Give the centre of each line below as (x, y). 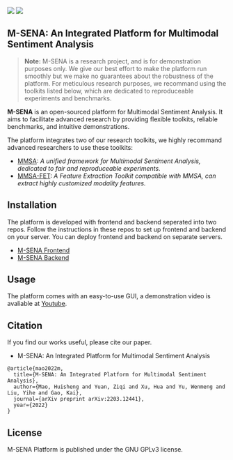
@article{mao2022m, (35, 369)
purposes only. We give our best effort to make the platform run (115, 68)
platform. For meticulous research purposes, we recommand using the (125, 83)
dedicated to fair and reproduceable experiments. (89, 168)
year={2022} (31, 405)
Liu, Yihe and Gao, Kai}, (45, 393)
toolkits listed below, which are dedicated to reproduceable (109, 91)
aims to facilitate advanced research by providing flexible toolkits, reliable (112, 119)
